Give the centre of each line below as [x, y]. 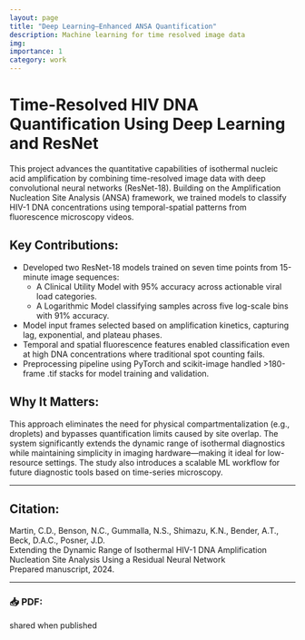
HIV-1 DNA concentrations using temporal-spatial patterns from [128, 207]
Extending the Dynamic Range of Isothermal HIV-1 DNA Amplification [138, 550]
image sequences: [85, 277]
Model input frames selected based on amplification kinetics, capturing [155, 325]
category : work [38, 60]
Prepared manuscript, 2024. [62, 569]
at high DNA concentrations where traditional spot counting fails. [143, 354]
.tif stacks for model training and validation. [128, 373]
